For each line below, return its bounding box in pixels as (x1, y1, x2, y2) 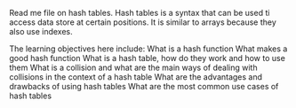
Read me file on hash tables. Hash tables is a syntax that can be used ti (9, 8, 270, 18)
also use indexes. (9, 27, 73, 36)
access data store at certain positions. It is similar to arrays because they (9, 17, 277, 27)
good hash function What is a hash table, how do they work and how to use (9, 53, 286, 63)
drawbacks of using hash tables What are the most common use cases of (9, 81, 279, 91)
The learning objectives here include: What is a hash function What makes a (9, 43, 288, 54)
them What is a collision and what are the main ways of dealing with (9, 62, 258, 73)
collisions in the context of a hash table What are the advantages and (9, 72, 263, 82)
